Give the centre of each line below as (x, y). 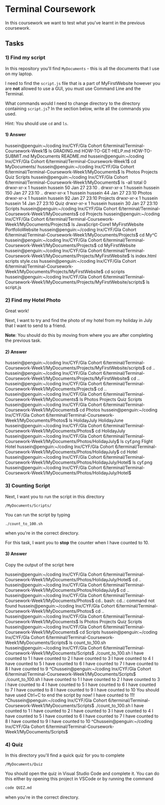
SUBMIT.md (17, 156)
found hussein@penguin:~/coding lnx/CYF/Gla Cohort (60, 605)
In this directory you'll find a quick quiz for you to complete (65, 755)
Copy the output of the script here (40, 564)
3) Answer (16, 554)
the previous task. (23, 341)
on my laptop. (19, 74)
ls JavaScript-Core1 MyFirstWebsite (108, 224)
